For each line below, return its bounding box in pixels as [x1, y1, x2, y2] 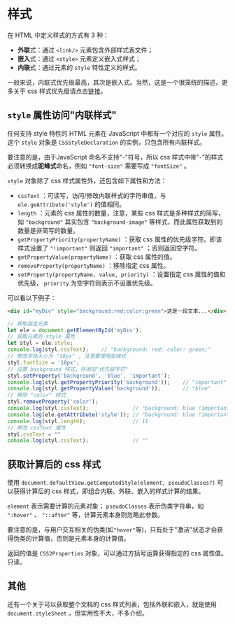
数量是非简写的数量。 [17, 226, 79, 234]
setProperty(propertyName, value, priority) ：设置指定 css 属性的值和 [17, 270, 226, 278]
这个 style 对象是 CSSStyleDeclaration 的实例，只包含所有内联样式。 [7, 138, 206, 146]
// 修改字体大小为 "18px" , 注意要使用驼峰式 [7, 353, 127, 360]
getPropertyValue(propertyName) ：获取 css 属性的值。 [17, 253, 176, 261]
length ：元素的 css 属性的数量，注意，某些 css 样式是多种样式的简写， [17, 208, 225, 217]
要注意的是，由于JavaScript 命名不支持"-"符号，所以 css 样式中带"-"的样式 [7, 153, 224, 161]
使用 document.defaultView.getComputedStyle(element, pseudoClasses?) [7, 478, 215, 487]
